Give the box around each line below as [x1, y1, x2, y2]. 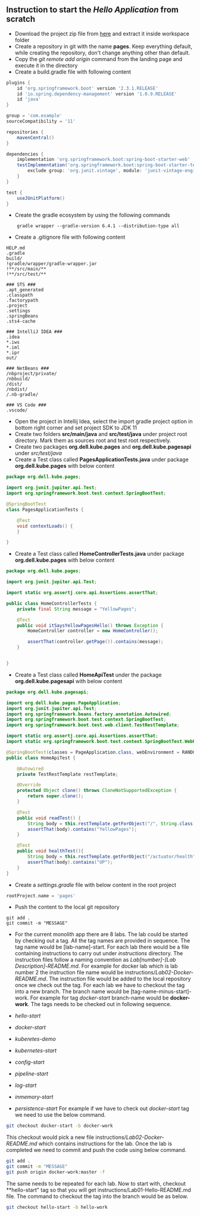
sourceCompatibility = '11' [6, 118, 76, 124]
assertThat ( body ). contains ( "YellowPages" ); [27, 826, 137, 832]
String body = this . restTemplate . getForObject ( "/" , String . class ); [27, 821, 198, 827]
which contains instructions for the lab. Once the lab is [38, 1140, 173, 1147]
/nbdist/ [6, 386, 28, 392]
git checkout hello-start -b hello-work [6, 1204, 108, 1210]
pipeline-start [14, 1070, 49, 1077]
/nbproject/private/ [6, 371, 58, 377]
